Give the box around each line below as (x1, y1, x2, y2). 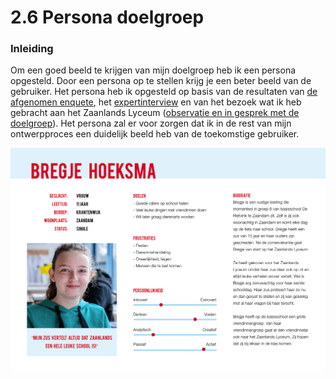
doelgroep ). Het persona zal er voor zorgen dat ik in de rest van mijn (10, 117, 292, 130)
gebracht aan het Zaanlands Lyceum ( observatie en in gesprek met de (10, 107, 300, 119)
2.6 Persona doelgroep (10, 6, 205, 29)
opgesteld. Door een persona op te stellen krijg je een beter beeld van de (10, 75, 312, 87)
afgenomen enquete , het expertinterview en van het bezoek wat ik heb (10, 96, 302, 108)
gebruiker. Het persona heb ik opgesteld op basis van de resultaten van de (10, 86, 318, 98)
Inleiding (10, 42, 54, 56)
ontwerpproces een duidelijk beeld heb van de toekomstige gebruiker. (10, 128, 300, 140)
